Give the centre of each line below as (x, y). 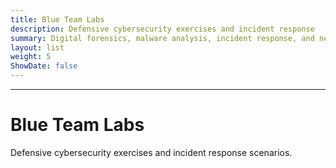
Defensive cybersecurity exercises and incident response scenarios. (151, 152)
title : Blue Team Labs (57, 19)
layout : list (37, 47)
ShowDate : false (44, 66)
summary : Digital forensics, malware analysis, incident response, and (162, 38)
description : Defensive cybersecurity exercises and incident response (162, 29)
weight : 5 (31, 57)
